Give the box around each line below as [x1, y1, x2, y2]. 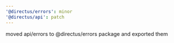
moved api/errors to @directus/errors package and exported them [5, 30, 168, 37]
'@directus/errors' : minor [5, 8, 73, 15]
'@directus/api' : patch [5, 14, 65, 20]
